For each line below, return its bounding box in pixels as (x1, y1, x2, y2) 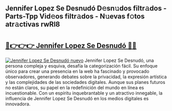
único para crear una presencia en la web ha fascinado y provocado (5, 69, 150, 74)
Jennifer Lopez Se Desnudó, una (84, 57, 154, 63)
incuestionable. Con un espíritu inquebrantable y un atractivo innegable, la (5, 90, 163, 96)
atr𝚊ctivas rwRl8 (5, 20, 61, 29)
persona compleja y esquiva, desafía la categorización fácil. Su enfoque (5, 63, 158, 69)
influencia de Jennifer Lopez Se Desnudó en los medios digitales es (5, 96, 149, 101)
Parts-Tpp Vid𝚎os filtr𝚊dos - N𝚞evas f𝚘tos (5, 12, 145, 21)
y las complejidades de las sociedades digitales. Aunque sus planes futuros (5, 79, 165, 85)
